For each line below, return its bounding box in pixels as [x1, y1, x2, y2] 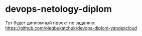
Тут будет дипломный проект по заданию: [5, 20, 96, 26]
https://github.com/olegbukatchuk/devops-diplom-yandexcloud [5, 25, 137, 31]
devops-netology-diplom [5, 3, 112, 15]
